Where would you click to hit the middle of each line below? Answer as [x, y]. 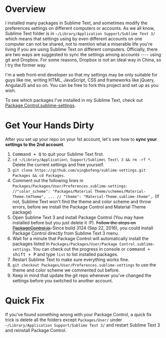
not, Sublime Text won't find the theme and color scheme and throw [82, 202]
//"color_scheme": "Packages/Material [52, 191]
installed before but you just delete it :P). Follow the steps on [74, 222]
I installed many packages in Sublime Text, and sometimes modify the [76, 23]
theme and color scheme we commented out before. [66, 270]
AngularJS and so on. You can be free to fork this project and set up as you [82, 85]
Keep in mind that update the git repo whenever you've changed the [82, 275]
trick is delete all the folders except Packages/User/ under [64, 320]
